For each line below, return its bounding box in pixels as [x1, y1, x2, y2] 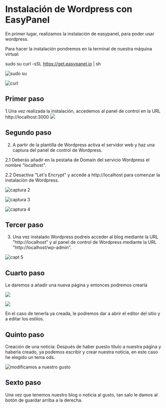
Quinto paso [5, 330, 44, 339]
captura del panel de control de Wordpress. [12, 147, 103, 153]
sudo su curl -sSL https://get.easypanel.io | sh [5, 61, 101, 67]
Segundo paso [5, 129, 52, 137]
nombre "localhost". [5, 162, 47, 168]
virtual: [5, 51, 20, 57]
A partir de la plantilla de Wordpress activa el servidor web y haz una [12, 142, 155, 148]
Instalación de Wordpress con [5, 4, 133, 15]
